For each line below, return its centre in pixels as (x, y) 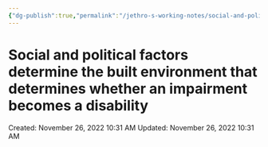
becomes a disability (79, 105)
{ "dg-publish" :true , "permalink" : (64, 15)
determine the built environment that (133, 72)
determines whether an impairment (128, 89)
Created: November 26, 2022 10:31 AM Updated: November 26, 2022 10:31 (131, 127)
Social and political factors (99, 54)
